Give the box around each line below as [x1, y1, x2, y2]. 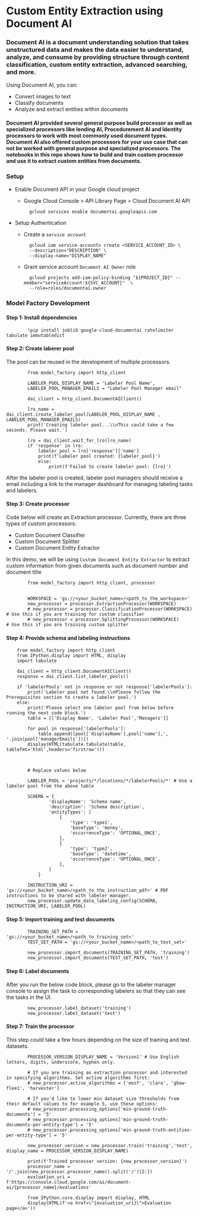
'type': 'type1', [70, 820, 113, 826]
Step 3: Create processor [6, 500, 70, 507]
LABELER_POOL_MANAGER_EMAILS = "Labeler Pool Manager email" [27, 385, 182, 391]
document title [6, 568, 42, 575]
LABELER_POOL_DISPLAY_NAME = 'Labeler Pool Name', [27, 380, 156, 386]
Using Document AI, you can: [6, 82, 78, 89]
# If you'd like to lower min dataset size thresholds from [27, 1095, 179, 1101]
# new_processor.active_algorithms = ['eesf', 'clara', [27, 1080, 169, 1086]
